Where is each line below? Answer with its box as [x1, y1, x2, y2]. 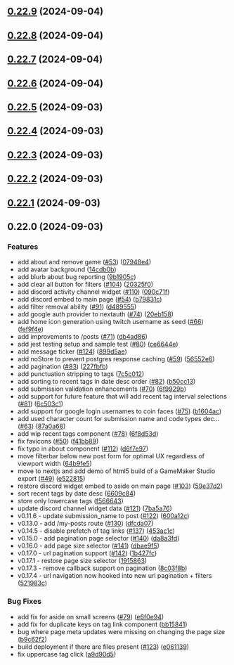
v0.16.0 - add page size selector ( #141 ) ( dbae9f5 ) [17, 541, 160, 550]
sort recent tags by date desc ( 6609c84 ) [17, 489, 136, 498]
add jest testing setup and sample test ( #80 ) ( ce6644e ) [17, 340, 178, 349]
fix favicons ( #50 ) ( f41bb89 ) [17, 437, 99, 446]
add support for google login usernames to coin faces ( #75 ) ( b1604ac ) [17, 407, 222, 415]
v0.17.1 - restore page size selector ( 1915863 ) [17, 557, 148, 565]
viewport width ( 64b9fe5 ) [17, 460, 93, 468]
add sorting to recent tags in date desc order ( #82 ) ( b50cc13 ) [17, 377, 196, 386]
